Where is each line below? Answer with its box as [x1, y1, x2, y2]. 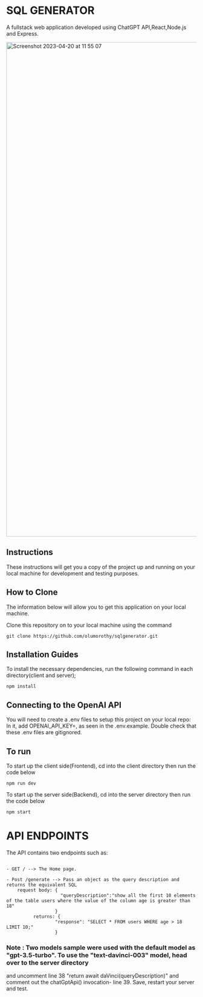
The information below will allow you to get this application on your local [6, 603, 186, 611]
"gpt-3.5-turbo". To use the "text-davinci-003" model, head [6, 951, 187, 959]
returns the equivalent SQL [6, 882, 77, 888]
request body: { [17, 887, 59, 893]
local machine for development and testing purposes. [6, 569, 140, 577]
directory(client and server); [6, 672, 77, 679]
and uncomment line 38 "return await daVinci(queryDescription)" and [6, 972, 179, 979]
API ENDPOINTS [6, 829, 89, 843]
